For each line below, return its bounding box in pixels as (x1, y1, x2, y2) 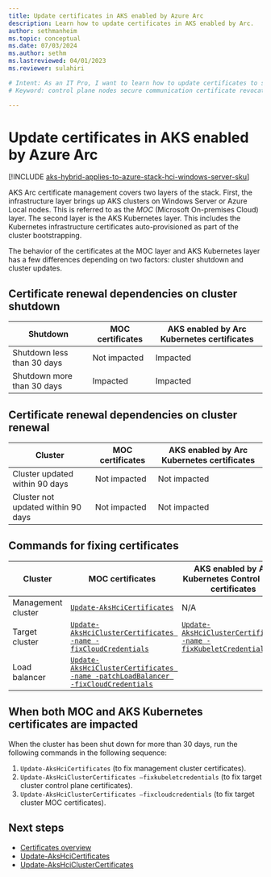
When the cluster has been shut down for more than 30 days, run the (8, 739, 238, 749)
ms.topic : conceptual (8, 34, 81, 43)
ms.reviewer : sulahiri (8, 65, 85, 73)
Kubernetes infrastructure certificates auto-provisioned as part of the (8, 222, 240, 232)
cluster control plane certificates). (19, 780, 133, 790)
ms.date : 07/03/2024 (8, 42, 78, 50)
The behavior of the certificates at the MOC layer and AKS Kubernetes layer (8, 246, 261, 256)
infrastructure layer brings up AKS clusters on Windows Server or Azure (8, 196, 248, 206)
